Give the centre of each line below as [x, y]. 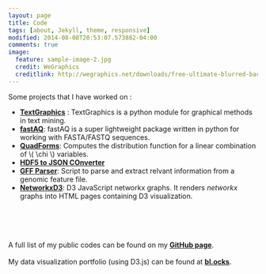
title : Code [28, 23]
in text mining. [43, 120]
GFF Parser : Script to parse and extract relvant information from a [127, 171]
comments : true [33, 45]
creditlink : [35, 74]
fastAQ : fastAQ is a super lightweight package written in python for [129, 129]
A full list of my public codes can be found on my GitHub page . [111, 245]
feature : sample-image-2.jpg [63, 60]
